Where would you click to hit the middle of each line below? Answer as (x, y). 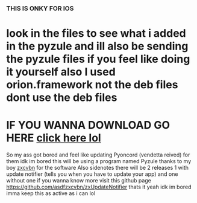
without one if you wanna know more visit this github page (79, 181)
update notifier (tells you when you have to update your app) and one (92, 174)
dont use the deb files (62, 98)
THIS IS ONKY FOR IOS (40, 8)
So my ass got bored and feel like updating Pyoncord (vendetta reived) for (98, 155)
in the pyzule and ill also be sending (97, 46)
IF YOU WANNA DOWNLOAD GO (88, 125)
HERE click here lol (54, 138)
